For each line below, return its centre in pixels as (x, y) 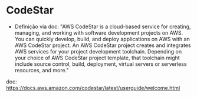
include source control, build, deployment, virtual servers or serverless (101, 64)
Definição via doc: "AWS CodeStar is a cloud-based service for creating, (103, 26)
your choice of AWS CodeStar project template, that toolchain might (97, 58)
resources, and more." (42, 70)
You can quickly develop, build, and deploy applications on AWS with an (102, 39)
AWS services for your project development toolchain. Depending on (98, 51)
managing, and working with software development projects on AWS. (99, 32)
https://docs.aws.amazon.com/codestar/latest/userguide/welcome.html (93, 88)
